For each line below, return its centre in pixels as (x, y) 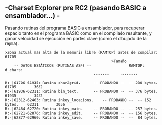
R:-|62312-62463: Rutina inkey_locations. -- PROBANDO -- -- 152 (78, 100)
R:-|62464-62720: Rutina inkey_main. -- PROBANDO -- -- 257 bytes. (81, 109)
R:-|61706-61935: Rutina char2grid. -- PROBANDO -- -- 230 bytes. (81, 83)
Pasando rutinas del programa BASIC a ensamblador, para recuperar (75, 28)
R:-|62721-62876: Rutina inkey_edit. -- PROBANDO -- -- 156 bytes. (81, 113)
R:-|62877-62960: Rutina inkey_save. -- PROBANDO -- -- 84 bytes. (81, 117)
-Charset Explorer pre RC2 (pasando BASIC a (76, 8)
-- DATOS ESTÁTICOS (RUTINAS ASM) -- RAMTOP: (79, 65)
